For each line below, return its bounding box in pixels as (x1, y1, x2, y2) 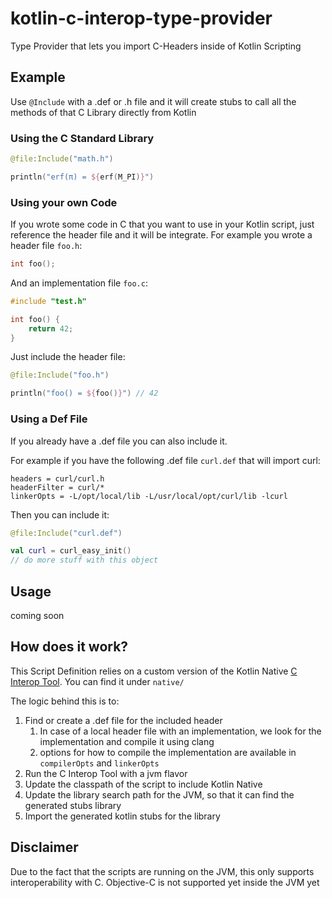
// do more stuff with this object (10, 555, 159, 566)
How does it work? (10, 638, 129, 656)
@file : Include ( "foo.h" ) (10, 370, 110, 381)
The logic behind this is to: (10, 695, 120, 707)
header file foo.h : (10, 240, 83, 252)
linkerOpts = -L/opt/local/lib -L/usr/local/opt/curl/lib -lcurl (10, 491, 288, 501)
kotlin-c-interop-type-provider (10, 7, 273, 30)
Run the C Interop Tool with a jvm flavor (24, 767, 188, 779)
